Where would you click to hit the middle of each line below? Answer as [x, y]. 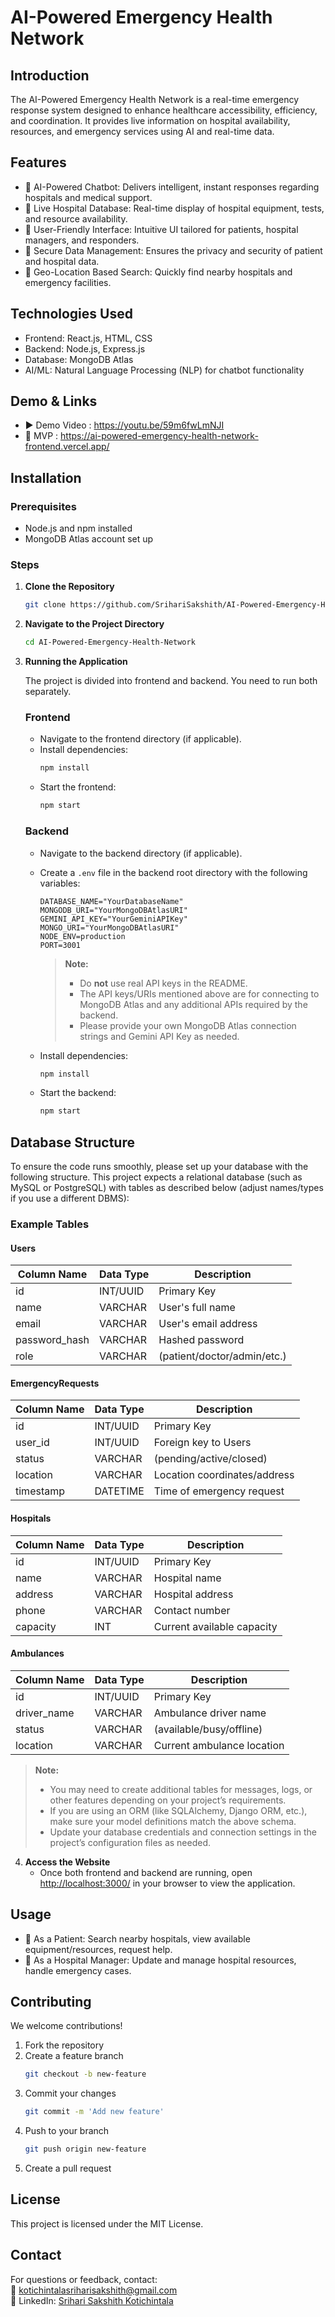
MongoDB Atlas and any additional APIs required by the [193, 1004]
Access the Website [67, 1862]
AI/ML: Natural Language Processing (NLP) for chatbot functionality [164, 370]
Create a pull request [68, 2168]
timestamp [40, 1491]
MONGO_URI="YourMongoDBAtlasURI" [109, 927]
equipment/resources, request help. [98, 1949]
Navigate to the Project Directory [94, 624]
